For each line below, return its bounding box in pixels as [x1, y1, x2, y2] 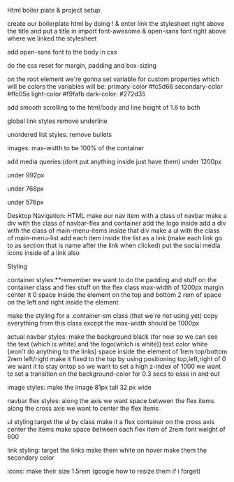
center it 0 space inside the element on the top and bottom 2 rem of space [7, 291, 221, 299]
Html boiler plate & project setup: [7, 6, 103, 14]
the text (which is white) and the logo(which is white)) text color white [7, 340, 208, 348]
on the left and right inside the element [7, 298, 119, 306]
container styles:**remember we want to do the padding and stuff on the [7, 276, 217, 284]
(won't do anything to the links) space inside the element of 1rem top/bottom [7, 347, 228, 356]
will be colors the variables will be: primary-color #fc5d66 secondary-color [7, 82, 224, 90]
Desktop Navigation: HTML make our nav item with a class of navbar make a [7, 212, 227, 219]
